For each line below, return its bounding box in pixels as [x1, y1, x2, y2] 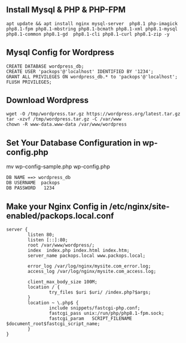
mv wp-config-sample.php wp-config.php [6, 163, 111, 170]
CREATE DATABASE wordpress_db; [6, 63, 84, 69]
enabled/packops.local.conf [6, 211, 114, 221]
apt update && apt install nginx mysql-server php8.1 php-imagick [6, 20, 178, 26]
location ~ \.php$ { [28, 300, 79, 306]
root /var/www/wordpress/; [28, 242, 95, 248]
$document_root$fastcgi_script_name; [6, 321, 100, 327]
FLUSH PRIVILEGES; [6, 79, 52, 85]
